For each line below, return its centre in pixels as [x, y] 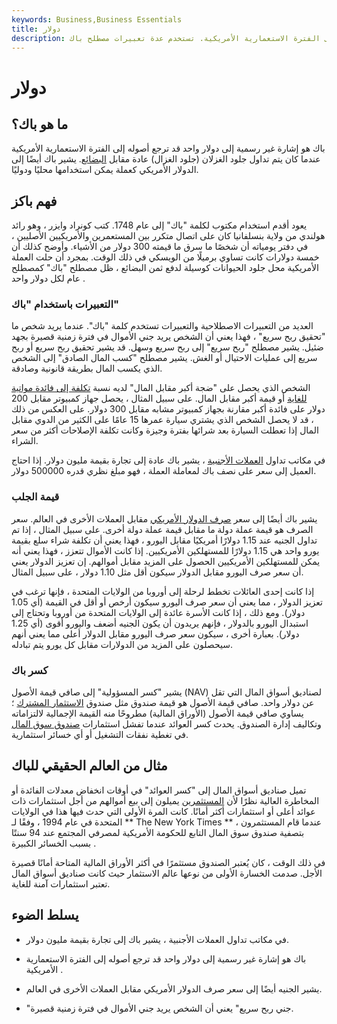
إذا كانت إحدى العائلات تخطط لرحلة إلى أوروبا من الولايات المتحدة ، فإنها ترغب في [163, 591]
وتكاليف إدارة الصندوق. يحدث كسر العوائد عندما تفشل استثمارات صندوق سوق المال [166, 724]
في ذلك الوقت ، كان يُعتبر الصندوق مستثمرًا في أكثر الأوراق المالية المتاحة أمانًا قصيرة [168, 862]
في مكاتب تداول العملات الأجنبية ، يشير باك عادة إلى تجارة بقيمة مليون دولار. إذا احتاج [168, 460]
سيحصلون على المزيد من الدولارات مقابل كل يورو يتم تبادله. [122, 644]
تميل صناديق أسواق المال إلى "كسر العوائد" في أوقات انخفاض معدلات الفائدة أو [159, 790]
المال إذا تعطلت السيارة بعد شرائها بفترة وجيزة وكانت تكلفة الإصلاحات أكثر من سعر [165, 430]
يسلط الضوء [45, 915]
